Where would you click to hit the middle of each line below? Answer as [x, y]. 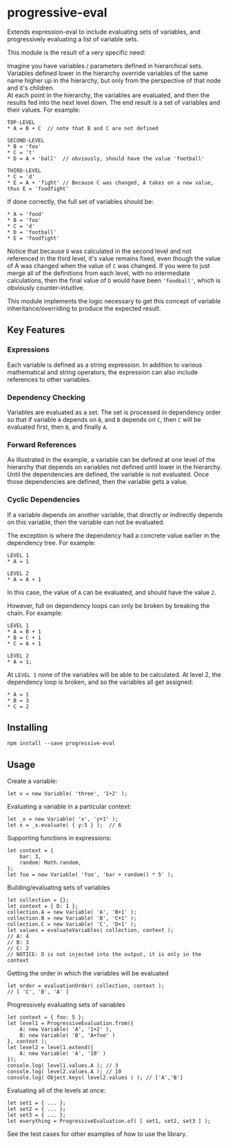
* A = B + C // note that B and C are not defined [83, 128]
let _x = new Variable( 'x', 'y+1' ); [63, 819]
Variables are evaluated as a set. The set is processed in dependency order [114, 412]
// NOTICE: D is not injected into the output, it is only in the [104, 955]
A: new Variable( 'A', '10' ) [63, 1054]
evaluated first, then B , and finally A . [57, 427]
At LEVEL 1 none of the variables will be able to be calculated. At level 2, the [114, 674]
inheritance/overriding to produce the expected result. [84, 308]
